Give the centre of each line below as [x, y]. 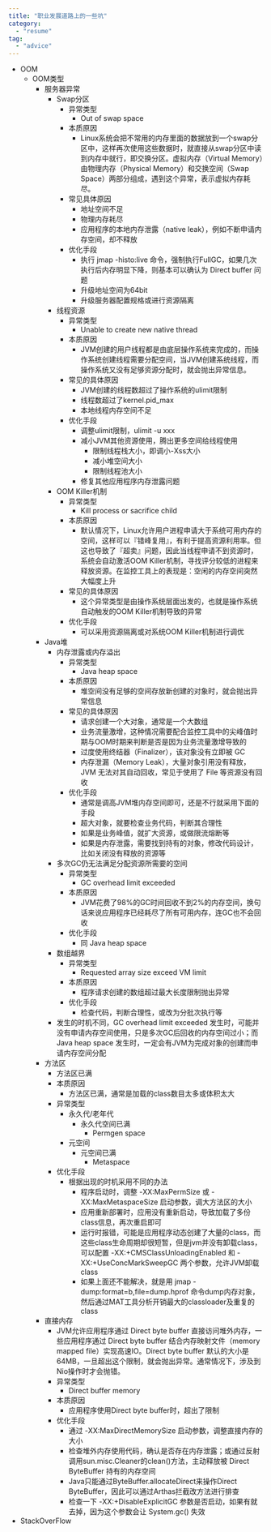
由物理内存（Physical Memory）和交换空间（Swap [165, 169]
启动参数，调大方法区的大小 [206, 1202]
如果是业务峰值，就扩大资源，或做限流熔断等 [155, 833]
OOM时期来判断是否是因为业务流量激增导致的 [170, 742]
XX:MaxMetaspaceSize [119, 1202]
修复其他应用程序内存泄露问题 [130, 481]
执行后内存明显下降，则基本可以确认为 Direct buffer [166, 270]
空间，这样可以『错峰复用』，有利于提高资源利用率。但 [171, 541]
